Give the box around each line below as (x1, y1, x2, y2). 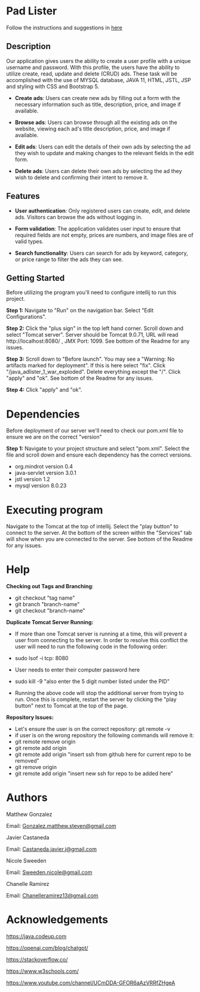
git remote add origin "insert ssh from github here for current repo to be (14, 751, 192, 758)
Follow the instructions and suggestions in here (6, 24, 122, 31)
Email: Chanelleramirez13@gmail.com (6, 892, 99, 899)
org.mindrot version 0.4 (14, 463, 73, 470)
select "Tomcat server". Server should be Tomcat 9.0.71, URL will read (6, 331, 179, 338)
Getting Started (6, 273, 65, 283)
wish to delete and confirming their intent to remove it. (14, 174, 149, 181)
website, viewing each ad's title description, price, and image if (14, 125, 171, 132)
